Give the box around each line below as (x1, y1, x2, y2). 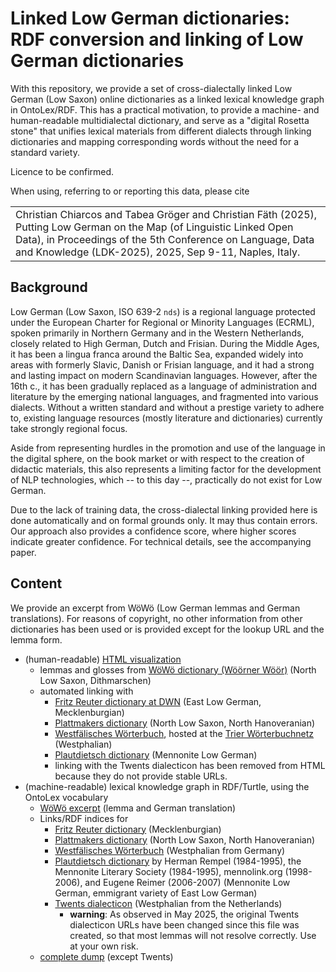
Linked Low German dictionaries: (10, 7, 290, 30)
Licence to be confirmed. (10, 165, 115, 177)
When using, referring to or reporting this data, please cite (10, 185, 250, 197)
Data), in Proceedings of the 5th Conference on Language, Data (15, 232, 315, 246)
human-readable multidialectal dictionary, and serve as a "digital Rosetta (10, 114, 310, 126)
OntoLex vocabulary (24, 791, 109, 803)
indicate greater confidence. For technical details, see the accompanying (10, 535, 312, 547)
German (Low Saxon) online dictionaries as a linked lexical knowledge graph (10, 93, 325, 105)
